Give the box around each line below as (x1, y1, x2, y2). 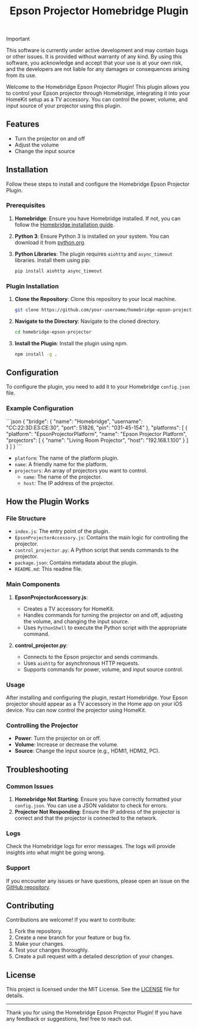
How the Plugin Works (6, 497, 90, 507)
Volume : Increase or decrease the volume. (14, 741, 119, 748)
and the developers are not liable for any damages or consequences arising (6, 65, 190, 72)
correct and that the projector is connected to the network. (14, 814, 158, 822)
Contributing (6, 901, 54, 911)
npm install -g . (14, 351, 58, 357)
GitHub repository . (6, 883, 51, 891)
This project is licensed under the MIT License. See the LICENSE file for (6, 986, 180, 993)
